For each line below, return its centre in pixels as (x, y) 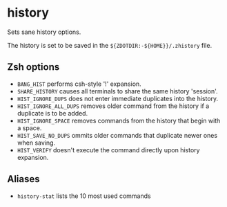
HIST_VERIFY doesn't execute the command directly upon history (108, 150)
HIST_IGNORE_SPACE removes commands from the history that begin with (119, 120)
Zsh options (33, 67)
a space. (29, 128)
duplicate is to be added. (52, 113)
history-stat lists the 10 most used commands (84, 196)
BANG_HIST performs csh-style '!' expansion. (79, 84)
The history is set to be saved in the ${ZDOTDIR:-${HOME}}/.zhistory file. (110, 45)
